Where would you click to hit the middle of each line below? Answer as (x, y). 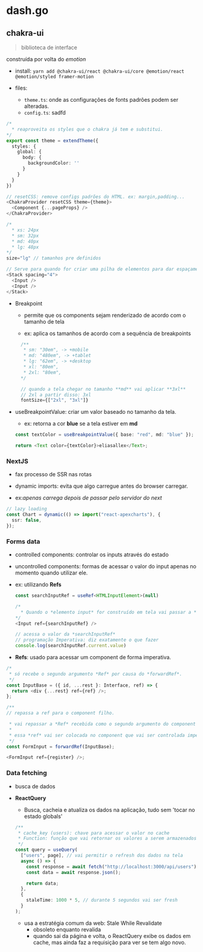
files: (21, 88)
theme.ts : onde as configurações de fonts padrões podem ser (101, 100)
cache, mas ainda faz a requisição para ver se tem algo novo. (109, 942)
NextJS (17, 461)
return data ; (43, 883)
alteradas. (37, 106)
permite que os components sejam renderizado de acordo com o (105, 315)
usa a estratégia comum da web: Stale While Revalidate (93, 923)
